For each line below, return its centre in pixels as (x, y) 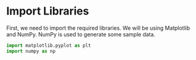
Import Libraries (48, 11)
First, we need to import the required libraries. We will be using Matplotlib (98, 28)
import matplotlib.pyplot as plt (49, 45)
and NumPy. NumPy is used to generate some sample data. (81, 34)
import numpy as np (31, 51)
